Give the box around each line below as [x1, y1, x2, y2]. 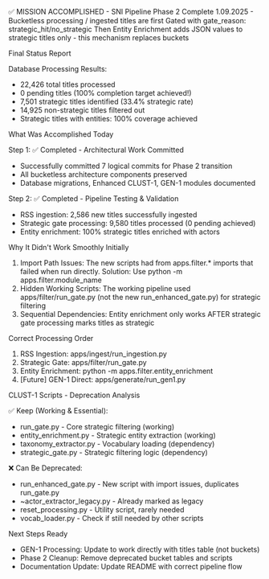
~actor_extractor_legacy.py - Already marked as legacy [19, 496, 204, 506]
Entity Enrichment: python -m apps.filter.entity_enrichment [19, 366, 214, 376]
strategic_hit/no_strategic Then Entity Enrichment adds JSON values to [8, 24, 243, 34]
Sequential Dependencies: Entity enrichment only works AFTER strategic [19, 310, 261, 318]
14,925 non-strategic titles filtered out [19, 105, 145, 115]
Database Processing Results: [8, 64, 108, 73]
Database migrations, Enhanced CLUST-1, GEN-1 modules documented [19, 179, 256, 187]
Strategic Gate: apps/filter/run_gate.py [19, 358, 147, 367]
